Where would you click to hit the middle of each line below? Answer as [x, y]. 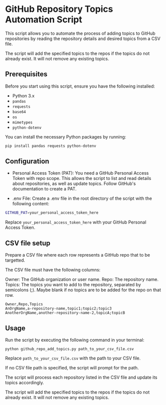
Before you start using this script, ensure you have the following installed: [80, 86]
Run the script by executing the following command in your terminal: [75, 340]
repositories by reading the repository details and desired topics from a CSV [83, 39]
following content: [31, 204]
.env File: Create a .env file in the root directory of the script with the [82, 198]
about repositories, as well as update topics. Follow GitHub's [74, 183]
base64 [19, 112]
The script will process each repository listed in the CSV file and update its [81, 377]
